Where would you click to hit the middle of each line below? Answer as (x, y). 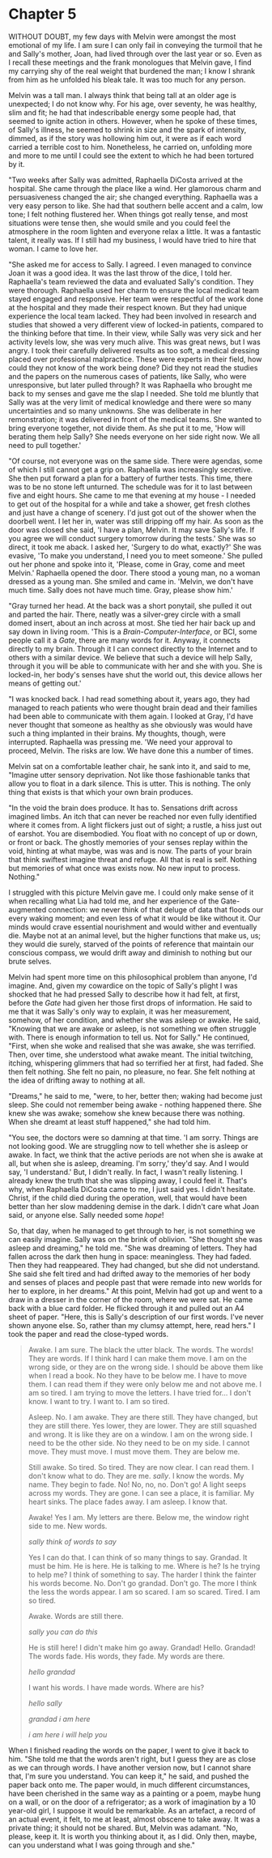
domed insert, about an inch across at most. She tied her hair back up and (132, 623)
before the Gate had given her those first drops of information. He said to (130, 1002)
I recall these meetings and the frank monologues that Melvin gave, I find (130, 62)
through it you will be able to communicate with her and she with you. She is (136, 666)
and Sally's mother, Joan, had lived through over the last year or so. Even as (135, 53)
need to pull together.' (45, 445)
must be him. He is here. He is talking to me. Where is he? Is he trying (144, 1565)
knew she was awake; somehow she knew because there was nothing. (127, 1113)
